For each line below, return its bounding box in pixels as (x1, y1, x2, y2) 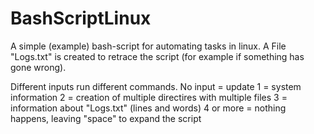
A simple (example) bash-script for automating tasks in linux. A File (10, 40, 287, 52)
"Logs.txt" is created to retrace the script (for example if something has (10, 50, 305, 62)
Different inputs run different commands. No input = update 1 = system (10, 80, 302, 92)
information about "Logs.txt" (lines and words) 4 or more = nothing (10, 102, 287, 114)
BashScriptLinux (10, 7, 152, 30)
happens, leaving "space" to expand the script (10, 112, 202, 124)
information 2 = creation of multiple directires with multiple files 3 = (10, 91, 288, 103)
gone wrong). (10, 61, 67, 73)
